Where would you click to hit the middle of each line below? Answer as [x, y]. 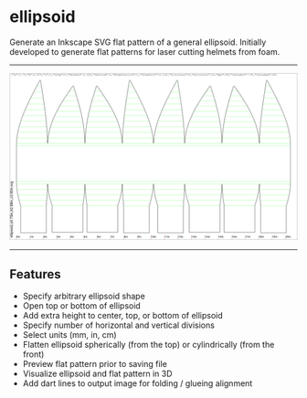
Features [35, 274]
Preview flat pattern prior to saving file [95, 364]
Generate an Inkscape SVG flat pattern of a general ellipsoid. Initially [138, 42]
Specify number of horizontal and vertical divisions [118, 325]
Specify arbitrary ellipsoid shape [84, 296]
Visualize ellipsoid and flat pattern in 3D [97, 374]
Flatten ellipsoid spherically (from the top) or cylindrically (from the [148, 345]
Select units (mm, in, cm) [69, 335]
